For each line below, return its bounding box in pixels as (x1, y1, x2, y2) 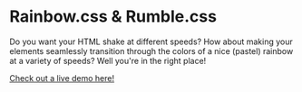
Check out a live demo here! (9, 72, 115, 83)
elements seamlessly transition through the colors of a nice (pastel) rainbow (9, 45, 294, 56)
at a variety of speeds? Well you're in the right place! (9, 55, 207, 66)
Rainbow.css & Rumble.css (9, 6, 218, 27)
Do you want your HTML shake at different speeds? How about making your (9, 36, 293, 47)
